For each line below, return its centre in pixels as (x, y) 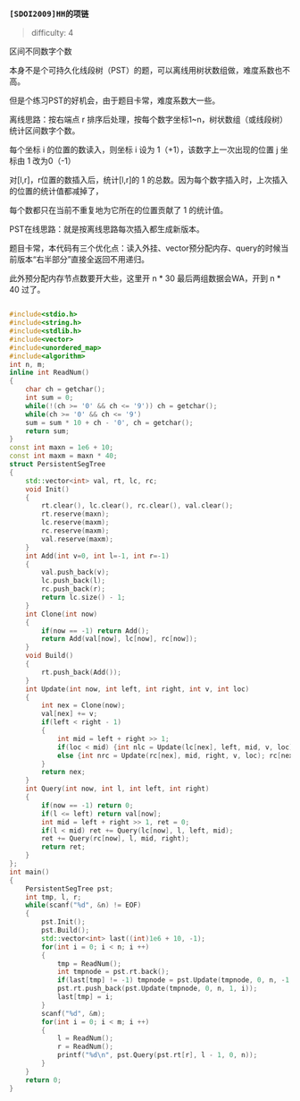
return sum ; (47, 431)
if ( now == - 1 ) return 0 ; (87, 805)
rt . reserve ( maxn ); (75, 514)
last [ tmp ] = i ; (85, 997)
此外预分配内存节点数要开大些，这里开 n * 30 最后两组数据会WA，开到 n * (145, 278)
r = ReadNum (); (85, 1047)
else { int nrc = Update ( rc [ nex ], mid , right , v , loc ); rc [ (169, 755)
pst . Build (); (66, 930)
